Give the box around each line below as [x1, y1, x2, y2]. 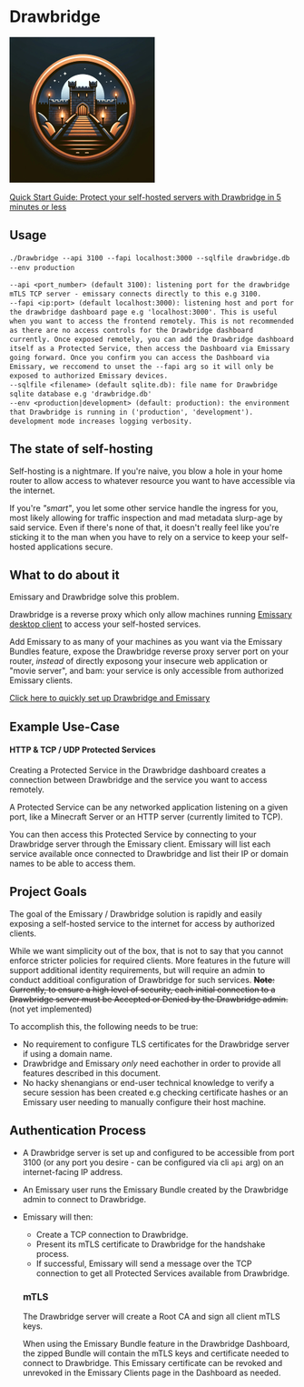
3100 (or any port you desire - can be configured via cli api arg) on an [22, 1157, 284, 1168]
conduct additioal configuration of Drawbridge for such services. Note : [9, 974, 275, 985]
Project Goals [9, 884, 88, 900]
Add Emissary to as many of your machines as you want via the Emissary [9, 637, 283, 648]
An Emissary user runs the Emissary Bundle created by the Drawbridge [22, 1184, 289, 1195]
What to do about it [9, 567, 120, 583]
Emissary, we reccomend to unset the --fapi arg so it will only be [9, 362, 274, 371]
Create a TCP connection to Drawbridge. [35, 1229, 189, 1240]
